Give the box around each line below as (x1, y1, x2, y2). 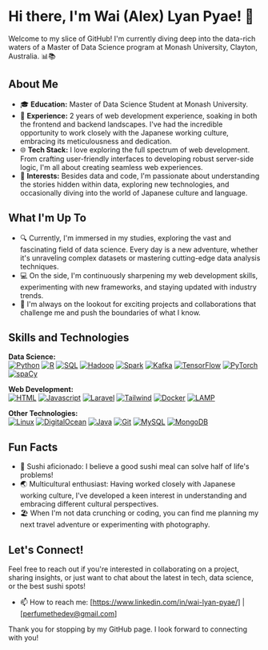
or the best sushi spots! (8, 581, 86, 591)
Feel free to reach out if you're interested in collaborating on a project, (8, 564, 240, 574)
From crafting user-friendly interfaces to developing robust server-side (19, 154, 254, 164)
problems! (19, 470, 54, 480)
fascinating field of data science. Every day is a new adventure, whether (19, 244, 258, 254)
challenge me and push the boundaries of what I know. (19, 308, 202, 317)
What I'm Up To (8, 212, 86, 225)
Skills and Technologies (8, 330, 130, 344)
